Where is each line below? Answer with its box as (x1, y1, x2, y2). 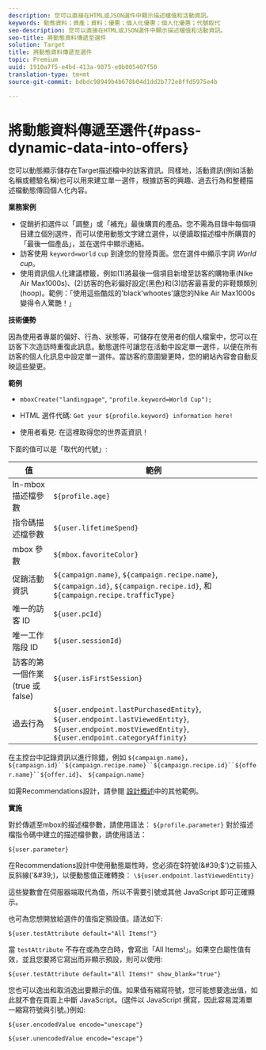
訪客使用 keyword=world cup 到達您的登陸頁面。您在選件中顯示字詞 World (19, 249, 257, 258)
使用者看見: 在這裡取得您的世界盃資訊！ (19, 428, 149, 437)
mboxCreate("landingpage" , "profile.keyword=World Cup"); (19, 394, 212, 404)
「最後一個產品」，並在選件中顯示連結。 (19, 239, 149, 249)
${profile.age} (53, 492, 111, 501)
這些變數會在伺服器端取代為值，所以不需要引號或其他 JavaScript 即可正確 (8, 888, 249, 897)
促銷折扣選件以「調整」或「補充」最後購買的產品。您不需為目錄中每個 (19, 219, 249, 229)
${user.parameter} (8, 846, 69, 854)
